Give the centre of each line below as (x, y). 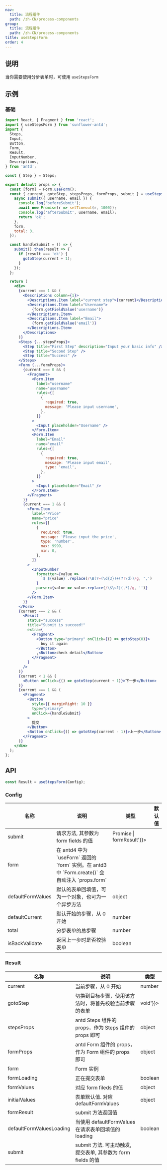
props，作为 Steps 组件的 (105, 1028)
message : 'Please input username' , (82, 407)
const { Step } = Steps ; (31, 175)
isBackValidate (25, 943)
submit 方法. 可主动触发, (103, 1145)
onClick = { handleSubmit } (56, 713)
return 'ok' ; (32, 217)
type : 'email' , (61, 467)
